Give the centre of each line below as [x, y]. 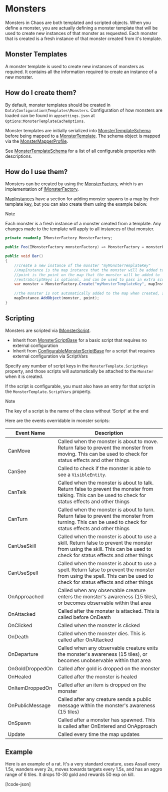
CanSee [17, 471]
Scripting [20, 318]
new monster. [19, 77]
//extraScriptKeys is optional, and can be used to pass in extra [85, 279]
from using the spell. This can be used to [105, 576]
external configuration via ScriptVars [50, 356]
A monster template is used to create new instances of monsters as [74, 66]
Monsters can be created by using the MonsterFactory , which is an [74, 184]
